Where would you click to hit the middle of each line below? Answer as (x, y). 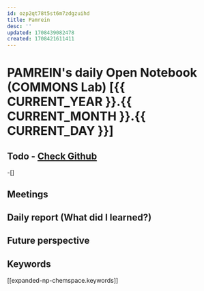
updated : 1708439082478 (41, 33)
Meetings (28, 194)
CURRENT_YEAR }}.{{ (70, 102)
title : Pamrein (29, 20)
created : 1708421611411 (41, 39)
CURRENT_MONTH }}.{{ (76, 116)
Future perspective (48, 241)
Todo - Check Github (52, 156)
